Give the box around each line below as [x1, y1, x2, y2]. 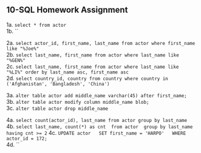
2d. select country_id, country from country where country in [6, 74, 168, 81]
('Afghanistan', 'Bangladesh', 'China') [6, 81, 111, 87]
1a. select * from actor [6, 21, 67, 28]
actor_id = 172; [6, 135, 47, 141]
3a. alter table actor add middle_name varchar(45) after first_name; [6, 91, 187, 99]
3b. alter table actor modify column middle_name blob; [6, 98, 149, 105]
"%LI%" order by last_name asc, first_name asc [6, 69, 129, 75]
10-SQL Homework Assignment [6, 5, 128, 15]
